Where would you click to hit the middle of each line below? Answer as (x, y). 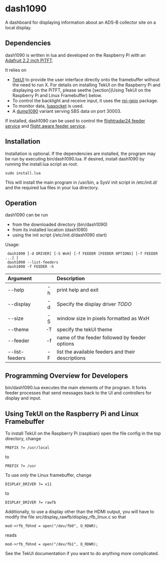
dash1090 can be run (27, 215)
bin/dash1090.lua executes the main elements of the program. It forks (76, 388)
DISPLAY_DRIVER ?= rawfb (31, 503)
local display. (19, 27)
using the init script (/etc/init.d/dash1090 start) (60, 235)
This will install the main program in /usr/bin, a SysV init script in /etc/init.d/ (81, 182)
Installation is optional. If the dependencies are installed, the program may (80, 153)
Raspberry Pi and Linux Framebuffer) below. (57, 95)
